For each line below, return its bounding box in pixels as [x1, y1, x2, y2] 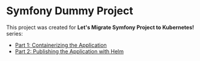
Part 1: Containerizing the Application [14, 41, 107, 49]
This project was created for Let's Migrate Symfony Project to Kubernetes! [6, 24, 194, 31]
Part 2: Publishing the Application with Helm [14, 47, 124, 54]
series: [6, 30, 23, 37]
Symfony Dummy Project [6, 4, 133, 18]
